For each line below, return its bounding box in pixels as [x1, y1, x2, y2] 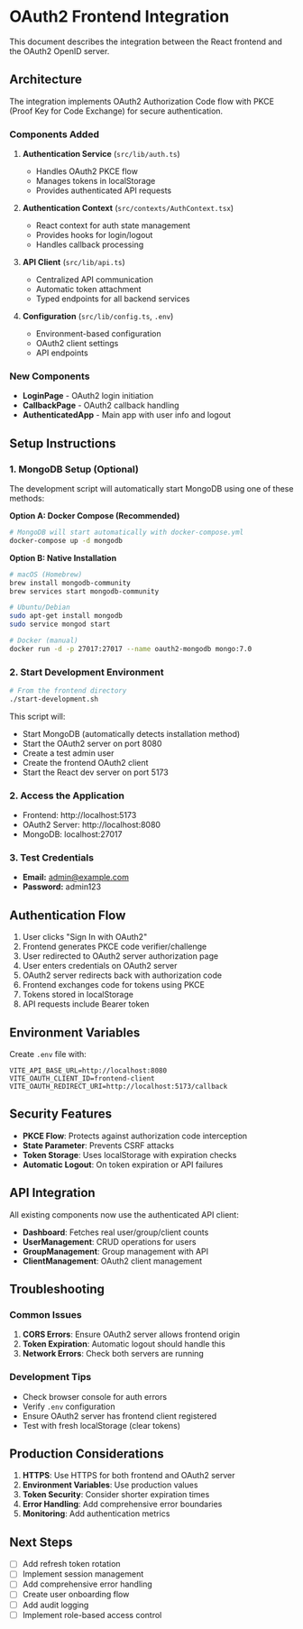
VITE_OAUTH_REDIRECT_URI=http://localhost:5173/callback [9, 1082, 228, 1091]
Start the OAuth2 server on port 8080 [22, 738, 162, 749]
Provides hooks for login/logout [35, 230, 153, 241]
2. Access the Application [9, 789, 124, 802]
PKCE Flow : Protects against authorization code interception [22, 1130, 248, 1141]
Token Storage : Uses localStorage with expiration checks [22, 1149, 237, 1160]
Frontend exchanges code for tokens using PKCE [22, 980, 206, 990]
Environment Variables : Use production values [22, 1479, 198, 1490]
